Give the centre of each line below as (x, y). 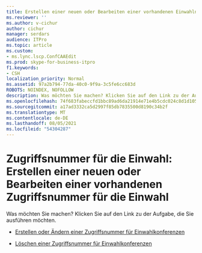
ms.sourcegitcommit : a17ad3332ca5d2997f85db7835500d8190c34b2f (87, 107)
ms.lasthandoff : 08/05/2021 (41, 124)
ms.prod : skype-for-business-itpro (51, 62)
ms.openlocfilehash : (32, 101)
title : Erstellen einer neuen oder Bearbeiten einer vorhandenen (90, 12)
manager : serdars (28, 34)
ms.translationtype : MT (36, 112)
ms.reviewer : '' (26, 17)
